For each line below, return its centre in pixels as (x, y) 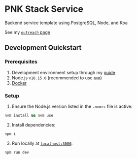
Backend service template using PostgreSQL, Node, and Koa (66, 23)
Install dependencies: (34, 125)
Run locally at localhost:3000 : (42, 143)
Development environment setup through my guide (63, 72)
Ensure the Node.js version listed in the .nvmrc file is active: (72, 106)
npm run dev (17, 152)
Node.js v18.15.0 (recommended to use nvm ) (57, 78)
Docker (19, 83)
